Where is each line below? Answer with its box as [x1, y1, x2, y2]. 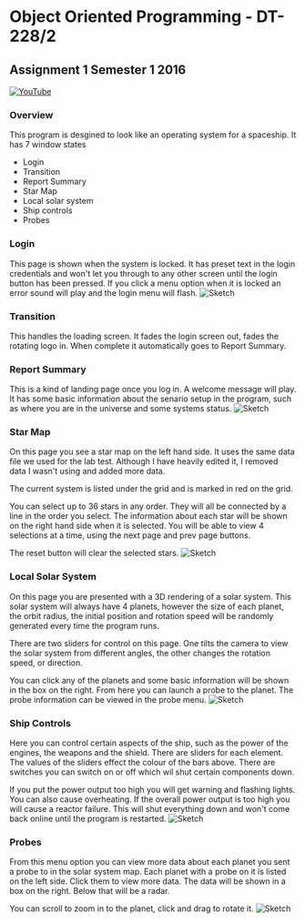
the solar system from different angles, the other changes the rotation [9, 647, 271, 658]
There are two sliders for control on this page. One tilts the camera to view [9, 637, 289, 648]
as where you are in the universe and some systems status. [9, 403, 232, 414]
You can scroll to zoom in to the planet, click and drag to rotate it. [9, 903, 254, 914]
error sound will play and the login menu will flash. [9, 287, 198, 298]
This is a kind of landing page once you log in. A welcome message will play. [9, 384, 297, 395]
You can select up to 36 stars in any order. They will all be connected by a [9, 501, 287, 512]
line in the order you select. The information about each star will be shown [9, 511, 289, 522]
